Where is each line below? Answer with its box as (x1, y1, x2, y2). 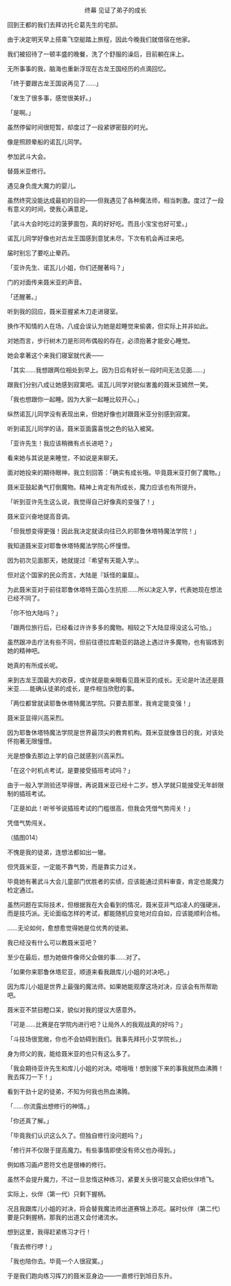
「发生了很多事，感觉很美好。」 (7, 94, 95, 102)
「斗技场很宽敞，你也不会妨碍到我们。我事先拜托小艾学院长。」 (7, 1035, 185, 1043)
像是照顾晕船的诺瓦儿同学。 (7, 138, 86, 146)
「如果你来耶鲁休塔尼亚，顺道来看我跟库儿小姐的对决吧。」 (7, 968, 173, 976)
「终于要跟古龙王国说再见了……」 (7, 79, 102, 87)
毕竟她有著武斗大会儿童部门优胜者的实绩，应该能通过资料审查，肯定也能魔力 (7, 878, 224, 885)
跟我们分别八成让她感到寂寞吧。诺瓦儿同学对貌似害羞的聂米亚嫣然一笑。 (7, 381, 212, 388)
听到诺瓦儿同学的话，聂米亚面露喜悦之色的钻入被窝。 (7, 424, 158, 433)
